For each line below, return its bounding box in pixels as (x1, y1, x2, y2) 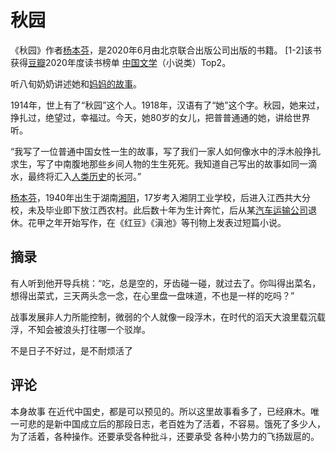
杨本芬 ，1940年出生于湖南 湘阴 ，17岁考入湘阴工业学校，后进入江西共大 (10, 191, 302, 203)
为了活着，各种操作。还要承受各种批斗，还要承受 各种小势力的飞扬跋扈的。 (10, 430, 320, 442)
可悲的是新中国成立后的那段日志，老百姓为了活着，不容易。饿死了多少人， (18, 417, 326, 430)
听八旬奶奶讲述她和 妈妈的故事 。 (10, 77, 142, 90)
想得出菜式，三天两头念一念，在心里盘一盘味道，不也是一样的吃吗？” (10, 289, 295, 301)
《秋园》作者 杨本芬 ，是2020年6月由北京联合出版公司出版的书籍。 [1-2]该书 (10, 44, 322, 56)
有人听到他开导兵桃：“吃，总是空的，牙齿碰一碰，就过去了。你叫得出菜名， (10, 277, 322, 289)
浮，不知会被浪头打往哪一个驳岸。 (10, 323, 151, 335)
